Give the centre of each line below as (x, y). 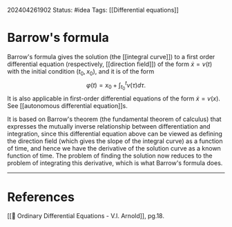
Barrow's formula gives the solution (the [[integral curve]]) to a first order (111, 56)
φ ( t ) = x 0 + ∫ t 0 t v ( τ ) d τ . (116, 85)
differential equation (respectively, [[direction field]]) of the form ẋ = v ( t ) (110, 64)
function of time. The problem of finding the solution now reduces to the (110, 155)
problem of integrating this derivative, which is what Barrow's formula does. (115, 163)
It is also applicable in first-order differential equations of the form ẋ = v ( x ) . (114, 98)
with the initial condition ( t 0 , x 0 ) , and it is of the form (81, 72)
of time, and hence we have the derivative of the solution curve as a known (114, 148)
